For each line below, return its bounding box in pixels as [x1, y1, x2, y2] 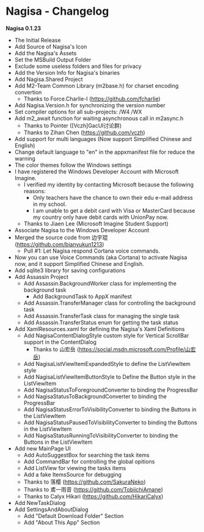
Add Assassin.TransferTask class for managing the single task [23, 312, 180, 319]
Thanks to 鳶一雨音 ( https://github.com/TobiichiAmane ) [23, 485, 163, 493]
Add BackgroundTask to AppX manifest [32, 292, 132, 300]
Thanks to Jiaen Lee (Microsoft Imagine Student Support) [23, 219, 169, 227]
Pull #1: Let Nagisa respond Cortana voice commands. [23, 247, 160, 254]
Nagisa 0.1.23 [5, 25, 41, 32]
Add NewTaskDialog [14, 499, 66, 506]
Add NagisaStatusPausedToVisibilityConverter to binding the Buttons [23, 419, 197, 426]
